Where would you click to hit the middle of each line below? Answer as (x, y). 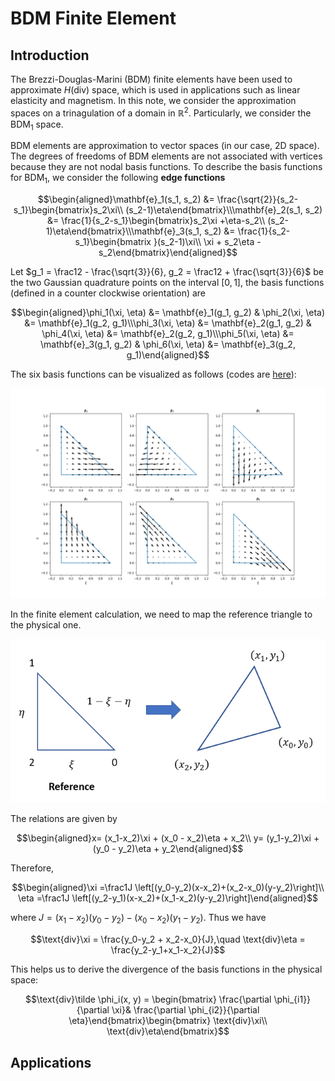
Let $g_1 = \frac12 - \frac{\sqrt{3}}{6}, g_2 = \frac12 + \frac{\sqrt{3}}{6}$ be (167, 272)
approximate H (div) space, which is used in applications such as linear (155, 90)
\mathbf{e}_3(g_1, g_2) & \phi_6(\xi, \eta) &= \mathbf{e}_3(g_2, (168, 344)
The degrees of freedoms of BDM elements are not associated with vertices (166, 156)
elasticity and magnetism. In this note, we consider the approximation (153, 100)
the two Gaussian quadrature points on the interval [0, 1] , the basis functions (167, 283)
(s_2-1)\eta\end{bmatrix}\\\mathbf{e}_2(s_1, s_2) (224, 210)
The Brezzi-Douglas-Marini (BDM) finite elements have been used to (151, 79)
